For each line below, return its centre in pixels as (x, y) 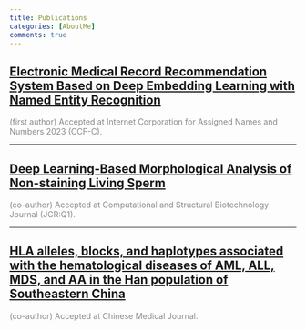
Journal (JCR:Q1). (42, 214)
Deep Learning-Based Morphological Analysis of (151, 169)
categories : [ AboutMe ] (52, 26)
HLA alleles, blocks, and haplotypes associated (147, 251)
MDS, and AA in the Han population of (119, 280)
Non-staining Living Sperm (87, 183)
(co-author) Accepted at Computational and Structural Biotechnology (139, 205)
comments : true (38, 35)
